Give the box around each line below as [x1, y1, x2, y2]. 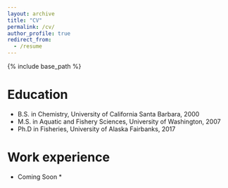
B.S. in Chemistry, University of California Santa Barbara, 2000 [17, 109, 200, 118]
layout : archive [7, 10, 55, 18]
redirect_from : [7, 36, 52, 43]
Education [7, 87, 68, 102]
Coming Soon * [17, 173, 62, 181]
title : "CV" [7, 17, 42, 24]
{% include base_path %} [7, 62, 82, 70]
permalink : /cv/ [7, 23, 55, 30]
